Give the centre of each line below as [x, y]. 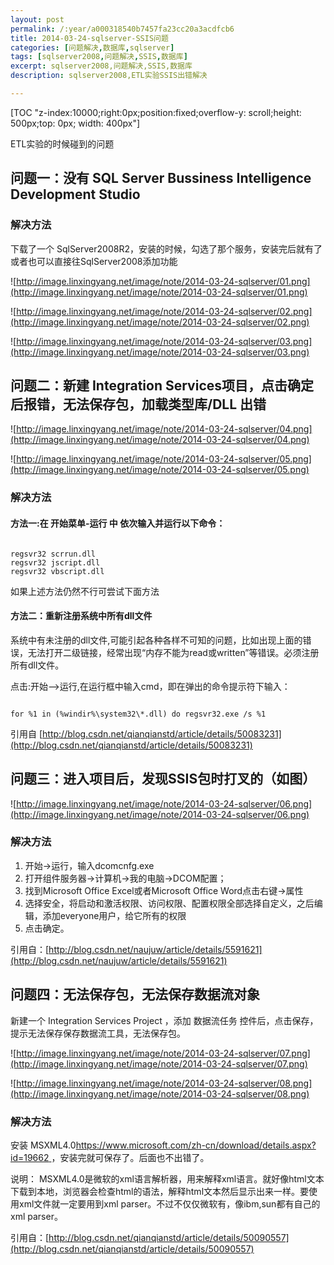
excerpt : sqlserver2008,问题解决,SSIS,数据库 [101, 66]
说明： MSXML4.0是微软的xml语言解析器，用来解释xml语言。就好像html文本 [167, 1178]
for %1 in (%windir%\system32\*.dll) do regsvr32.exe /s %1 [138, 714]
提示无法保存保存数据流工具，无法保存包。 [98, 1033]
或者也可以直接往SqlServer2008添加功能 [94, 261]
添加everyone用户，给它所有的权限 [114, 915]
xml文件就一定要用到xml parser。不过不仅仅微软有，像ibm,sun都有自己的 [169, 1203]
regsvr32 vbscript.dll [57, 571]
